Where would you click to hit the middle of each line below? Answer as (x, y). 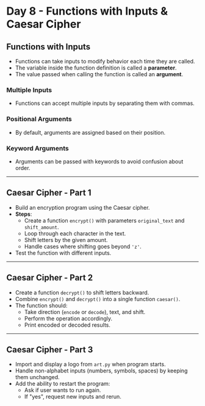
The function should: (41, 305)
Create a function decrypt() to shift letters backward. (82, 292)
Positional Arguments (39, 119)
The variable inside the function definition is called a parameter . (96, 68)
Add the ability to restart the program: (63, 384)
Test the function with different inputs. (63, 253)
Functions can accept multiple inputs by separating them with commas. (105, 103)
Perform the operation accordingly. (68, 318)
